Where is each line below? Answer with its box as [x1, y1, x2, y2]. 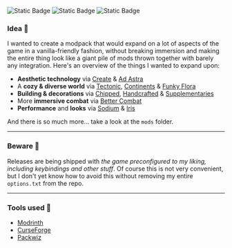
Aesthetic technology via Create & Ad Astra [17, 75, 144, 83]
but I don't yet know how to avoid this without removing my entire [7, 171, 193, 180]
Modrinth [17, 218, 43, 227]
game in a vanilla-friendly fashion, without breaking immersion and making [7, 47, 220, 55]
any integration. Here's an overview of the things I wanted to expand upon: [7, 61, 220, 70]
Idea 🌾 [7, 23, 29, 33]
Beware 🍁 [7, 142, 40, 151]
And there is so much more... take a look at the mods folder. [7, 117, 174, 126]
